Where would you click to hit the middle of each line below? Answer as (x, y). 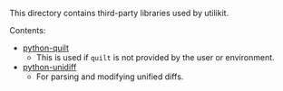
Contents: (28, 30)
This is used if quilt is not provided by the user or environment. (155, 57)
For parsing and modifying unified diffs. (110, 77)
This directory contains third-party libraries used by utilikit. (119, 13)
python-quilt (46, 48)
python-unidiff (49, 67)
